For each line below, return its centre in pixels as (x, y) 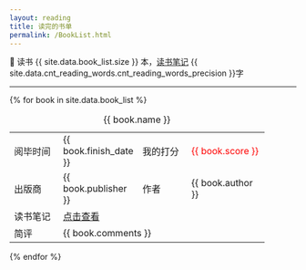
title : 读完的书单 (41, 26)
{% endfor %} (36, 257)
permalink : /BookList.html (61, 35)
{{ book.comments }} (107, 234)
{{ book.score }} (225, 151)
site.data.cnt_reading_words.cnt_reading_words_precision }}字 (127, 73)
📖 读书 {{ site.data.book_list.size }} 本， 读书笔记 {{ (104, 62)
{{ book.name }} (137, 119)
